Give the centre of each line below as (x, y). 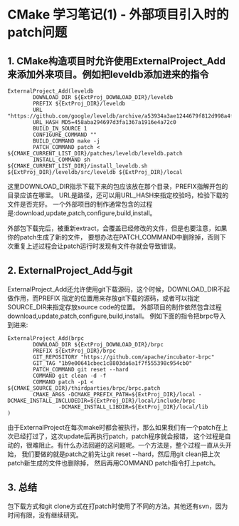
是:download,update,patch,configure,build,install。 (82, 213)
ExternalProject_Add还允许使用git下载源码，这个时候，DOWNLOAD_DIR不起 (119, 289)
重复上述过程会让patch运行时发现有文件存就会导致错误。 (96, 246)
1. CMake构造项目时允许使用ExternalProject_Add (117, 61)
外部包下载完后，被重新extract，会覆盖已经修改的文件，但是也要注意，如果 (117, 228)
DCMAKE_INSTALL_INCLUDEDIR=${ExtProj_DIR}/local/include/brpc (101, 401)
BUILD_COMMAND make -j (67, 141)
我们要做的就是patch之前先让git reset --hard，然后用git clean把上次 (121, 454)
